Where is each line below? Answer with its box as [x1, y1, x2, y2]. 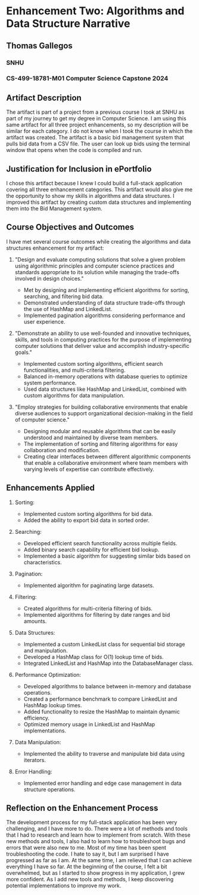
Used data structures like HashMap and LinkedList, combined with [23, 386, 186, 393]
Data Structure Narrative [6, 17, 130, 30]
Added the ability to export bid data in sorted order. [23, 517, 150, 524]
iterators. [23, 756, 46, 763]
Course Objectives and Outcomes [6, 222, 134, 232]
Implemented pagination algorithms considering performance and [23, 312, 186, 319]
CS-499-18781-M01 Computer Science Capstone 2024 [6, 74, 169, 83]
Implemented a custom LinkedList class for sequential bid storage [23, 641, 185, 648]
